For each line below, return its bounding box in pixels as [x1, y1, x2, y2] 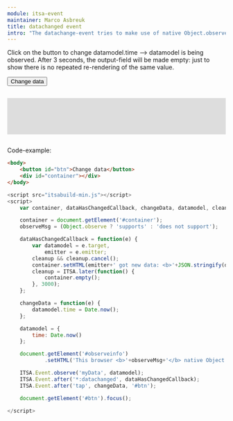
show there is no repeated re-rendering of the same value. [7, 63, 175, 71]
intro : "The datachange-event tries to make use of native [7, 29, 182, 37]
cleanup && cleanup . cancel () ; [32, 255, 119, 262]
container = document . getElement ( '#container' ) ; [19, 217, 163, 224]
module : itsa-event [7, 10, 64, 17]
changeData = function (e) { [19, 300, 101, 307]
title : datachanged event [7, 23, 82, 30]
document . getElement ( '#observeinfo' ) [19, 350, 129, 357]
